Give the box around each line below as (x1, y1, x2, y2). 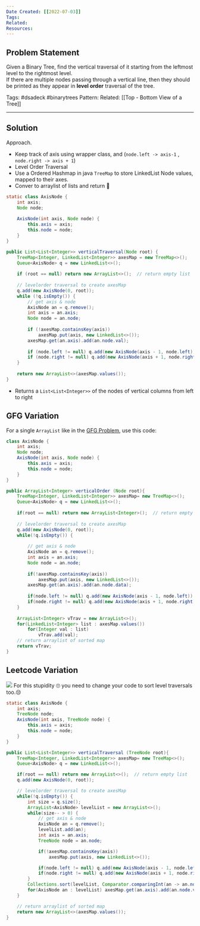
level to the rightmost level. (6, 70, 73, 77)
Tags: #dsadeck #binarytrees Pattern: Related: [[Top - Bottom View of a (6, 94, 183, 101)
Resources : (6, 25, 33, 32)
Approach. (6, 138, 32, 146)
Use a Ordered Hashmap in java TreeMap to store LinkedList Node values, (14, 169, 193, 177)
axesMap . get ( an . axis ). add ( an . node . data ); (27, 582, 132, 588)
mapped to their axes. (14, 175, 68, 183)
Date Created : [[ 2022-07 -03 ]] (6, 8, 82, 15)
